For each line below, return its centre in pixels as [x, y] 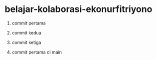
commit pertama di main [37, 52]
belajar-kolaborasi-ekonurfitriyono [78, 9]
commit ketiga [26, 42]
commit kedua [26, 32]
